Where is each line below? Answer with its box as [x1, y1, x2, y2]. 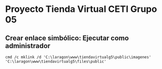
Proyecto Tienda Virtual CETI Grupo [5, 3, 157, 15]
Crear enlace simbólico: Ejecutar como [5, 34, 129, 42]
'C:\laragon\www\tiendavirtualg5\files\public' [5, 59, 107, 64]
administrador [5, 41, 51, 50]
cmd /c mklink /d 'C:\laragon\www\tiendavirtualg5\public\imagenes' [5, 55, 151, 60]
